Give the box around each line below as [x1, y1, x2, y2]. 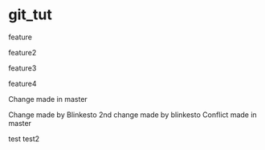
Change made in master [8, 94, 88, 103]
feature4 [8, 79, 38, 88]
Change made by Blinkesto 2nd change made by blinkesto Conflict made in [8, 110, 257, 120]
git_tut [8, 6, 52, 24]
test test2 [8, 134, 40, 144]
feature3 [8, 63, 37, 73]
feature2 [8, 47, 37, 57]
